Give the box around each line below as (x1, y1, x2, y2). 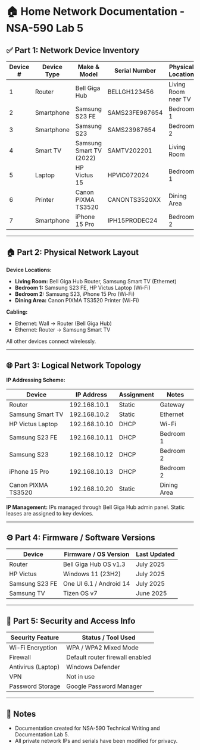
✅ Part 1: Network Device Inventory (6, 45, 140, 55)
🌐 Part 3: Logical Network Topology (6, 361, 142, 371)
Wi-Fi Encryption (9, 643, 58, 652)
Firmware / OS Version (64, 550, 130, 558)
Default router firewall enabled (66, 653, 151, 661)
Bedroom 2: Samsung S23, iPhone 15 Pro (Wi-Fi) (14, 290, 135, 298)
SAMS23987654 (107, 126, 156, 134)
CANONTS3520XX (107, 196, 161, 204)
